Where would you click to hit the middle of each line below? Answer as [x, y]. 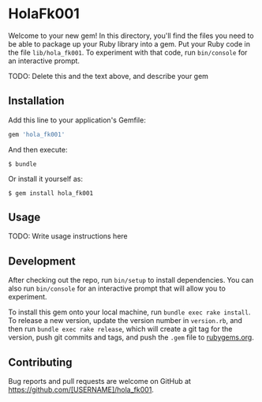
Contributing [40, 362]
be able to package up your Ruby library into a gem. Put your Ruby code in [129, 43]
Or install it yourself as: [45, 178]
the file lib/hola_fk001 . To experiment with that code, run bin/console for [128, 52]
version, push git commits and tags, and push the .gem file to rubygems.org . [131, 337]
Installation [36, 101]
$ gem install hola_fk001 [51, 193]
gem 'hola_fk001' [37, 134]
